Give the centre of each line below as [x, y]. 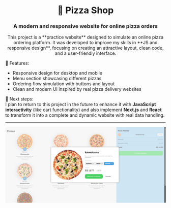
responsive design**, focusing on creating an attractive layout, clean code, [85, 48]
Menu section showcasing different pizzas [57, 79]
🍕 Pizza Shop [85, 10]
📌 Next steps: [19, 99]
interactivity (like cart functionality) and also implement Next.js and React [83, 110]
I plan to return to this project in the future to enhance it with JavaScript [81, 105]
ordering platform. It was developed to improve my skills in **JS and [85, 43]
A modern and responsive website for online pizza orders [85, 26]
